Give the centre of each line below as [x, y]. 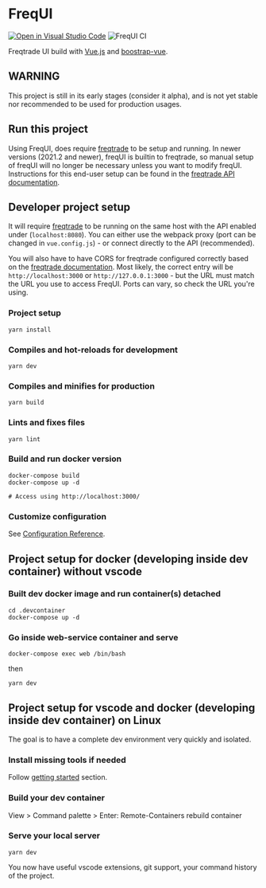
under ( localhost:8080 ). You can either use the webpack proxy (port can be [132, 235]
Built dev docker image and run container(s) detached [114, 594]
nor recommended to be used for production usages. [95, 104]
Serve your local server [54, 835]
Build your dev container [57, 798]
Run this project [48, 129]
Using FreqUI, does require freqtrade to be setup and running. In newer [125, 148]
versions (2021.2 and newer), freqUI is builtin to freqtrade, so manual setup [131, 157]
